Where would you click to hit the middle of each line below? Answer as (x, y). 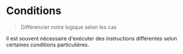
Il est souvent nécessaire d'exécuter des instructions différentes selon (92, 38)
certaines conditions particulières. (48, 45)
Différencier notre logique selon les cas (68, 27)
